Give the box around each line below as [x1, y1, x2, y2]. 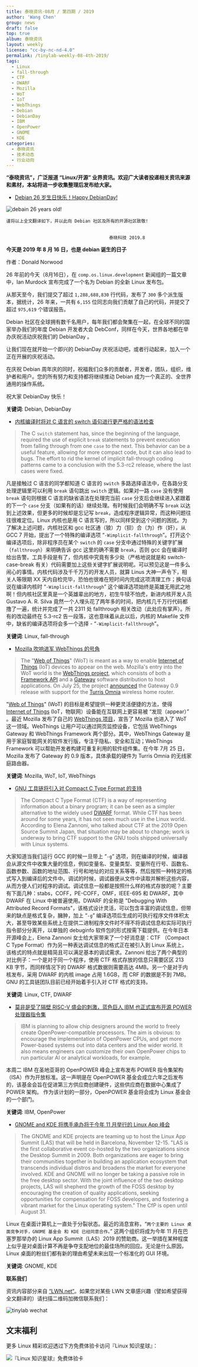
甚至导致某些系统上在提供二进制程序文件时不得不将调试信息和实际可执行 [16, 920, 192, 927]
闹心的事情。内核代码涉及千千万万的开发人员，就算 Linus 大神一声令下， [6, 569, 183, 576]
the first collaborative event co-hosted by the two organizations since [20, 1145, 190, 1152]
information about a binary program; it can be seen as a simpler [20, 803, 175, 810]
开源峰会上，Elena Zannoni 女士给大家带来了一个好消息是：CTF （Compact [6, 934, 190, 941]
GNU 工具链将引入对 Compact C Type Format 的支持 [14, 785, 143, 792]
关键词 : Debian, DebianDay [6, 405, 72, 413]
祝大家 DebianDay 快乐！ [6, 393, 67, 400]
